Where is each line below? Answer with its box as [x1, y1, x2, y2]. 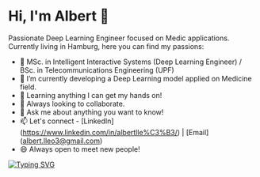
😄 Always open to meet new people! [19, 144, 140, 153]
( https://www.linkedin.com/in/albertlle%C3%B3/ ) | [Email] [19, 127, 209, 137]
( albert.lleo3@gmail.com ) [19, 136, 103, 145]
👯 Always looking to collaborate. [19, 99, 125, 108]
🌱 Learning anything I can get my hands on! [19, 90, 162, 100]
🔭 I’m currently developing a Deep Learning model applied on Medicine [19, 73, 252, 83]
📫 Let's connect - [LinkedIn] [19, 116, 114, 126]
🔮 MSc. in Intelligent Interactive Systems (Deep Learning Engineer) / [19, 57, 243, 66]
